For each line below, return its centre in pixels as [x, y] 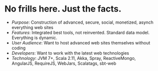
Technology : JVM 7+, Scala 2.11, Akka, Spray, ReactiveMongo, [74, 58]
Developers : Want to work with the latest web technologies [70, 53]
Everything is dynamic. [34, 38]
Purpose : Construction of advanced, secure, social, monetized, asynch [82, 22]
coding [19, 48]
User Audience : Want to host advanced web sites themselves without [81, 43]
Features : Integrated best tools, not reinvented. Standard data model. [80, 32]
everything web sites [32, 27]
